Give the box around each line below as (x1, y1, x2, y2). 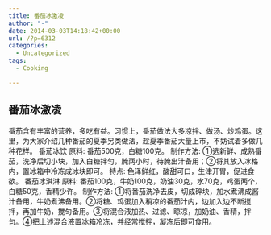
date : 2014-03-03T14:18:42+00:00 (8, 27, 121, 35)
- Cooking (15, 64, 48, 72)
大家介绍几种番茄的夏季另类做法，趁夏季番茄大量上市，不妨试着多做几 (29, 136, 263, 146)
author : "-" (8, 19, 48, 27)
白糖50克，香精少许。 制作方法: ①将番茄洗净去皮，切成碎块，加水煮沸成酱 (8, 186, 260, 196)
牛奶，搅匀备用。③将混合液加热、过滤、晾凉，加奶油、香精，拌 (35, 206, 252, 216)
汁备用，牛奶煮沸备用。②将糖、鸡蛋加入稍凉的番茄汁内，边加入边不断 (8, 196, 244, 206)
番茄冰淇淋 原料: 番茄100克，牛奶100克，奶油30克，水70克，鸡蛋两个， (23, 176, 262, 186)
